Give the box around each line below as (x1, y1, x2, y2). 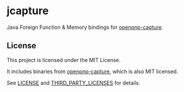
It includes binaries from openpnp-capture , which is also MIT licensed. (6, 68, 179, 75)
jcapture (6, 4, 49, 18)
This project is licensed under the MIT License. (6, 56, 121, 63)
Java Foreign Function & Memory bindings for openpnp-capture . (6, 24, 164, 31)
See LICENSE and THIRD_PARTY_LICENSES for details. (6, 79, 140, 86)
